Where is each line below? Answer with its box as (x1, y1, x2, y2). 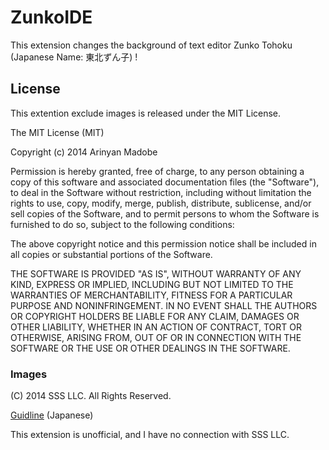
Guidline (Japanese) (10, 409, 94, 421)
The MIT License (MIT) (10, 126, 105, 138)
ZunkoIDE (10, 6, 93, 29)
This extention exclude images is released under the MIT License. (10, 107, 282, 119)
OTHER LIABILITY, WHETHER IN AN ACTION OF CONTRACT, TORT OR (10, 321, 302, 333)
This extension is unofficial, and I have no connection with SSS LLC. (10, 429, 290, 441)
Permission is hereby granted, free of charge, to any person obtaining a (10, 165, 305, 177)
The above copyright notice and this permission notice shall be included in (10, 237, 317, 250)
